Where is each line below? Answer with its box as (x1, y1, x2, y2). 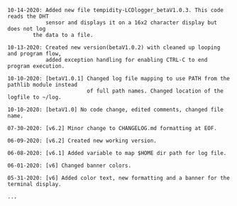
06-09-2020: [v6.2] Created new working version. (7, 137, 158, 144)
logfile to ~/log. (7, 94, 62, 101)
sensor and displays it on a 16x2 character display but (45, 19, 218, 26)
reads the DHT (7, 13, 50, 20)
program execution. (7, 63, 65, 70)
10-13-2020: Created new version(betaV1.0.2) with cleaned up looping (7, 44, 221, 51)
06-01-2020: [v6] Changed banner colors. (7, 162, 132, 169)
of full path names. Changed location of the (86, 87, 224, 94)
